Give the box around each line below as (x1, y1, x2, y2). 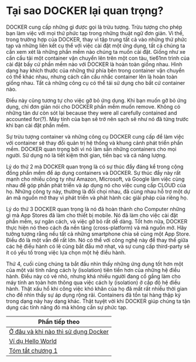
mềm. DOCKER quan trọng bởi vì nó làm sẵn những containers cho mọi (6, 145, 177, 153)
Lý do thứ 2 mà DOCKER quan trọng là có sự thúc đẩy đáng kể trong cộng (6, 163, 184, 170)
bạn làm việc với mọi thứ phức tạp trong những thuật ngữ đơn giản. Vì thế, (6, 29, 184, 36)
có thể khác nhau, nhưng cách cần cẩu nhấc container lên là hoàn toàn (6, 73, 177, 80)
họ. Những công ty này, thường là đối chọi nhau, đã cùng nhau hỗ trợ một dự (6, 188, 191, 195)
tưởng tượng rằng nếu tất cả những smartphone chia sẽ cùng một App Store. (6, 230, 191, 237)
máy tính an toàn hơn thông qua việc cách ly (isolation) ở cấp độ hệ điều (6, 279, 180, 286)
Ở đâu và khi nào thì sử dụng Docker (9, 327, 109, 336)
